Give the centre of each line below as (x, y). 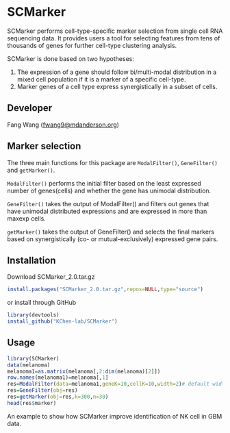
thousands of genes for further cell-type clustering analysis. (92, 45)
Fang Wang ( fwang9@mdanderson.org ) (63, 125)
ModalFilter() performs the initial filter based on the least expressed (104, 183)
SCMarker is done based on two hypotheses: (71, 58)
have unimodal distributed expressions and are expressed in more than (107, 211)
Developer (30, 108)
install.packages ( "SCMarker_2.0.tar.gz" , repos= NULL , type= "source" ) (105, 289)
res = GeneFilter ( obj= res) (42, 391)
